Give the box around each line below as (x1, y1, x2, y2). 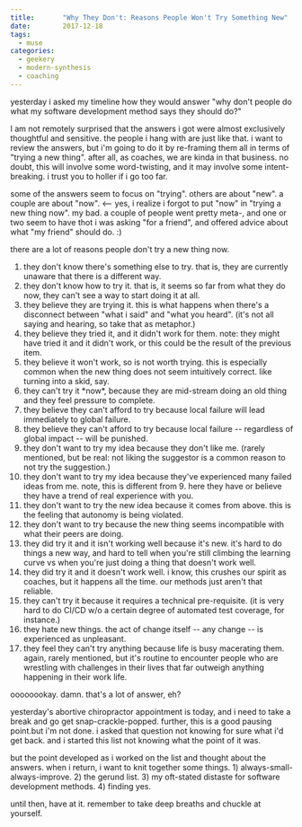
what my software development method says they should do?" (10, 105, 242, 117)
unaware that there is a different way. (22, 270, 162, 281)
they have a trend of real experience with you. (22, 490, 194, 501)
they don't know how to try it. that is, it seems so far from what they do (22, 280, 286, 291)
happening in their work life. (22, 671, 128, 682)
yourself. (10, 807, 43, 818)
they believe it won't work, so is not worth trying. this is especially (22, 356, 268, 367)
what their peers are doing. (22, 528, 124, 539)
